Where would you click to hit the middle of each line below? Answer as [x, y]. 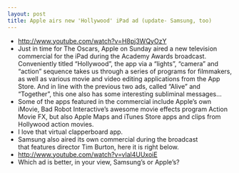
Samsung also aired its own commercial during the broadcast [108, 139]
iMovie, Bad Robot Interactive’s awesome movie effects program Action [123, 109]
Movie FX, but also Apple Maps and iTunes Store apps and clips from [119, 116]
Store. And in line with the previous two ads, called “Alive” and [109, 86]
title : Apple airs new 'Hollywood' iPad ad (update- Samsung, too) [110, 21]
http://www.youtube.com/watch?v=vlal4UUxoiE [88, 154]
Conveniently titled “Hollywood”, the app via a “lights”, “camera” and [118, 63]
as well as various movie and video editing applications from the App [119, 78]
